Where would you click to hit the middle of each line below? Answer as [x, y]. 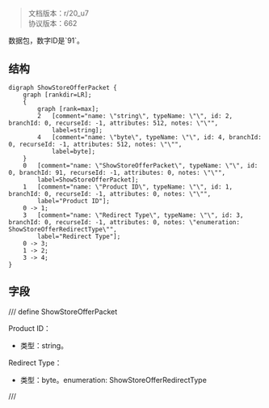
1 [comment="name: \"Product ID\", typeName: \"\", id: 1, [128, 187]
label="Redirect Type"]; [79, 236]
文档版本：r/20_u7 [58, 13]
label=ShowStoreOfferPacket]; [88, 180]
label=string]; [77, 130]
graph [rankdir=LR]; [57, 95]
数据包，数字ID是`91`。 [46, 40]
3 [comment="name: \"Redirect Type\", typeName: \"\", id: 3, [133, 215]
